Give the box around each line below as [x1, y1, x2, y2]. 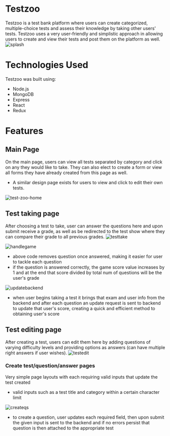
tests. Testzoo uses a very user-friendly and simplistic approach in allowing [5, 30, 163, 37]
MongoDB [12, 91, 34, 97]
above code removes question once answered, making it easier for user [12, 253, 163, 259]
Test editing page [5, 325, 62, 334]
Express [12, 96, 30, 103]
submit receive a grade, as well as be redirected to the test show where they [5, 228, 165, 234]
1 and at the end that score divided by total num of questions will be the [12, 270, 162, 276]
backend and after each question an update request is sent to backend [12, 300, 161, 306]
